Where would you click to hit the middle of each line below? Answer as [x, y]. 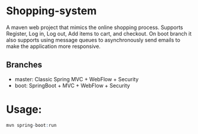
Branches [24, 65]
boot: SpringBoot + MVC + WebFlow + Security [72, 85]
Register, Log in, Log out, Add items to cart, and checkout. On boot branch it [99, 33]
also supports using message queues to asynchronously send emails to [93, 40]
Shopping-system [51, 11]
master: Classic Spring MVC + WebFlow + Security [77, 79]
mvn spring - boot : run [32, 125]
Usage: [24, 109]
